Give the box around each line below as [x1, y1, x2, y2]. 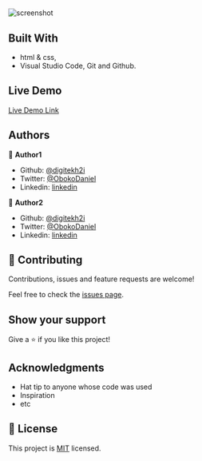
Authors [8, 129, 50, 142]
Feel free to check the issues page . [8, 290, 124, 300]
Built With [8, 31, 58, 45]
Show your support [8, 312, 106, 327]
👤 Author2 [8, 197, 44, 207]
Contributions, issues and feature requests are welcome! [8, 274, 195, 284]
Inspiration [19, 391, 55, 400]
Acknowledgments [8, 360, 105, 375]
